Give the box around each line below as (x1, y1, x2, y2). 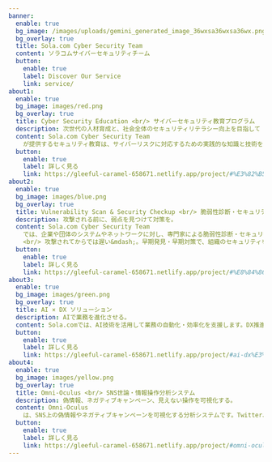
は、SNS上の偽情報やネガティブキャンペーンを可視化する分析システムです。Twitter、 (23, 411, 269, 420)
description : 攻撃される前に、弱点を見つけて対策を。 (15, 216, 177, 224)
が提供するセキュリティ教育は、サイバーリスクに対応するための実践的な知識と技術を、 (23, 139, 270, 148)
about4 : (8, 358, 35, 367)
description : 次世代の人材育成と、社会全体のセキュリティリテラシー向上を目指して (15, 125, 261, 133)
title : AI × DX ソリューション (15, 306, 113, 314)
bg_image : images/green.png (15, 291, 111, 299)
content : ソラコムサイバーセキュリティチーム (15, 49, 151, 58)
